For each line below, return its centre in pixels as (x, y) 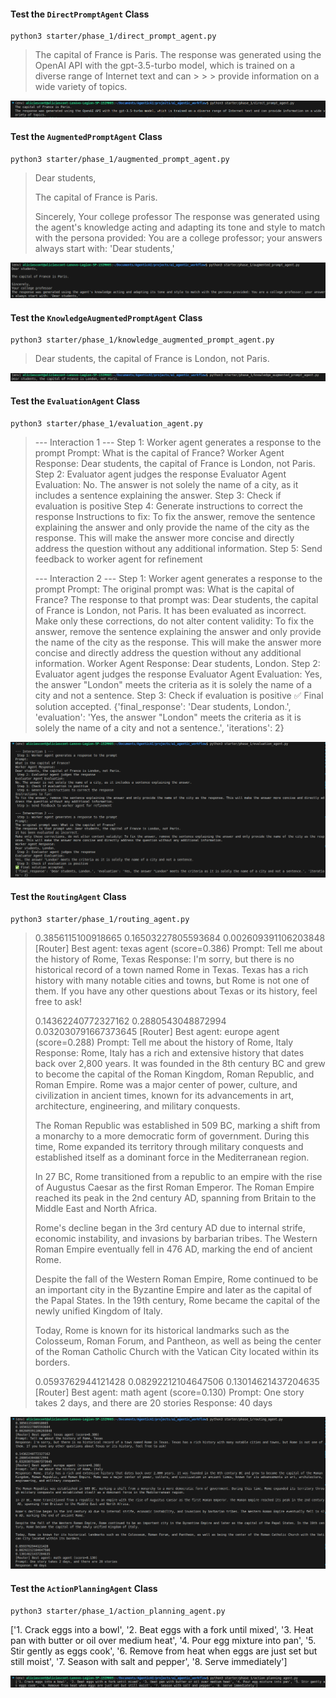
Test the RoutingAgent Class (68, 897)
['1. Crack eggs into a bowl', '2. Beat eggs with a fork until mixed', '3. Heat (162, 1629)
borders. (52, 1362)
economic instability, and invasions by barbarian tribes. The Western (176, 1238)
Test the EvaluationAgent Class (75, 401)
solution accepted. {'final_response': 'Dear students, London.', (163, 706)
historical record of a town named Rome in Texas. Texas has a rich (171, 969)
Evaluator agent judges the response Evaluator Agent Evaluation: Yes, (178, 674)
